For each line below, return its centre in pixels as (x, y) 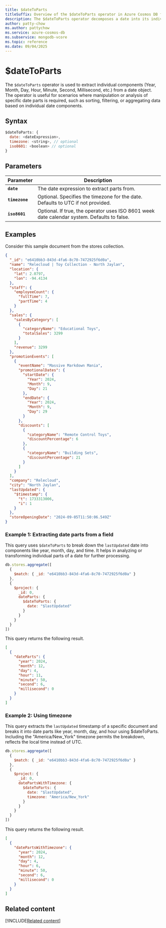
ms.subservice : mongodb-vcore (36, 38)
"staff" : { (21, 288)
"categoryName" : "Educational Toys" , (62, 329)
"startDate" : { (39, 375)
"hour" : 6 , (29, 866)
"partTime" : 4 (33, 301)
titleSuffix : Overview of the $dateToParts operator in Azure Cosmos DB (82, 14)
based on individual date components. (44, 105)
